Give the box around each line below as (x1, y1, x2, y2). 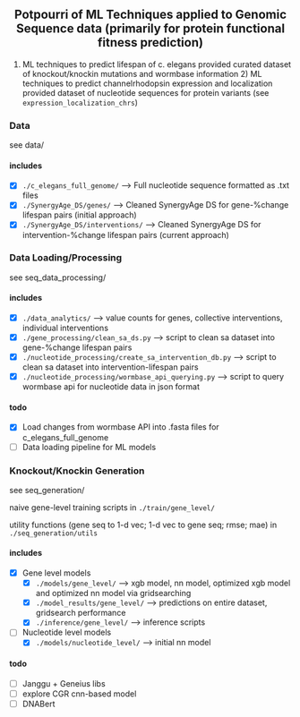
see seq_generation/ (9, 484, 85, 495)
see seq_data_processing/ (9, 272, 107, 283)
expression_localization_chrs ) (21, 97, 139, 107)
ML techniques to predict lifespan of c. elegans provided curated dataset (21, 58, 292, 70)
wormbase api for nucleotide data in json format (21, 381, 200, 392)
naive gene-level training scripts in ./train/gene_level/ (9, 501, 215, 513)
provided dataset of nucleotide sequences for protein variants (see (21, 87, 270, 98)
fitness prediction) (97, 35, 204, 50)
